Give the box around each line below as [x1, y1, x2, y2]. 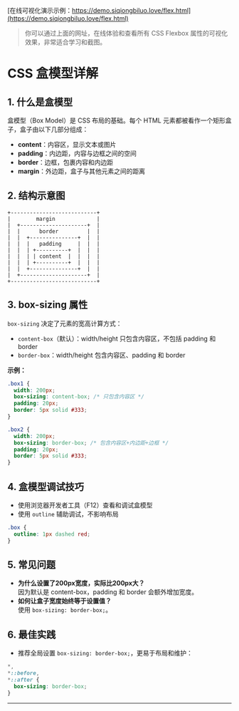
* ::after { [7, 676, 40, 683]
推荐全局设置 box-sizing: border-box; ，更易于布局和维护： [17, 649, 193, 658]
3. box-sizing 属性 [7, 299, 88, 311]
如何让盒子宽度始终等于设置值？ [17, 597, 112, 606]
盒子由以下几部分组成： [19, 125, 89, 133]
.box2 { [7, 426, 31, 433]
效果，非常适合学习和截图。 [24, 38, 107, 46]
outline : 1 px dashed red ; [14, 530, 91, 538]
